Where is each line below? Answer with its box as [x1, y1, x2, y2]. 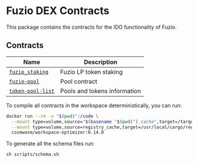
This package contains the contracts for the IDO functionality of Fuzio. [6, 23, 177, 30]
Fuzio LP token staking [60, 67, 123, 76]
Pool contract [60, 77, 98, 86]
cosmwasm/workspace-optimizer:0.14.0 [11, 130, 104, 135]
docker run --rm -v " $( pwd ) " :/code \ [6, 113, 99, 119]
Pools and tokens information [60, 87, 141, 95]
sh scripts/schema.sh [6, 151, 60, 158]
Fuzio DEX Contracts [6, 4, 110, 18]
